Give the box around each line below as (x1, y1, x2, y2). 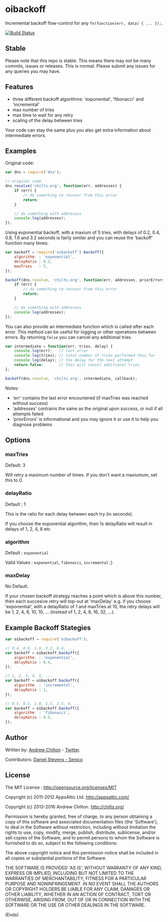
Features (5, 83, 33, 91)
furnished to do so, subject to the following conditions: (5, 840, 117, 846)
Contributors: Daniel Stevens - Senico (5, 756, 83, 762)
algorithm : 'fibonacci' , (14, 710, 70, 715)
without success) (12, 400, 48, 406)
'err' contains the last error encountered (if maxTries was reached (12, 394, 148, 401)
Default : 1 (5, 501, 26, 507)
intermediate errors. (5, 132, 46, 138)
